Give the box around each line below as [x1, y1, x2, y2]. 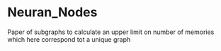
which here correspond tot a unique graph [7, 35, 131, 43]
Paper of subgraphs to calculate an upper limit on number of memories [7, 28, 215, 36]
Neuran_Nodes [7, 4, 98, 21]
